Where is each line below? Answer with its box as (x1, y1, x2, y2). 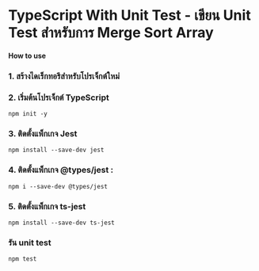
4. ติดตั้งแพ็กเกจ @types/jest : (8, 165, 113, 176)
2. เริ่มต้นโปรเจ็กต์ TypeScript (8, 92, 109, 103)
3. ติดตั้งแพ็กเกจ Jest (8, 128, 78, 139)
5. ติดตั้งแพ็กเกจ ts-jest (8, 200, 86, 212)
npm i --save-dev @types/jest (8, 182, 109, 190)
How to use (8, 51, 46, 60)
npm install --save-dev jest (8, 146, 105, 155)
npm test (8, 255, 37, 263)
